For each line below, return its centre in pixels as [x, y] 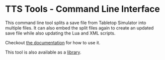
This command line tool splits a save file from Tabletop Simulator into [76, 23]
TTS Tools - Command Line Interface [82, 9]
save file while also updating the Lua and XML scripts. [60, 33]
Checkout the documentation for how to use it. [53, 42]
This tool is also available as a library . [43, 52]
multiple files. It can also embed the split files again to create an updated [80, 28]
